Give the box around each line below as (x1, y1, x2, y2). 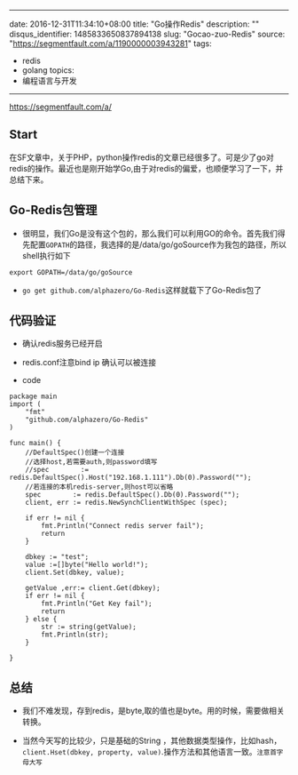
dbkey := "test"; (25, 553, 90, 562)
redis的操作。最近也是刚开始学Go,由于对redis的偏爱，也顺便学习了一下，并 (9, 163, 284, 173)
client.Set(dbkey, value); (25, 568, 125, 578)
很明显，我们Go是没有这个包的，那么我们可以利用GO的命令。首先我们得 (21, 228, 286, 238)
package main (9, 392, 58, 401)
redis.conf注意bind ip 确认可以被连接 (21, 357, 157, 368)
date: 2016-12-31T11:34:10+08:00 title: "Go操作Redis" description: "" (9, 19, 260, 29)
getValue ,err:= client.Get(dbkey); (25, 584, 161, 593)
